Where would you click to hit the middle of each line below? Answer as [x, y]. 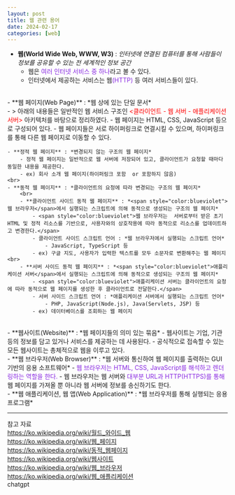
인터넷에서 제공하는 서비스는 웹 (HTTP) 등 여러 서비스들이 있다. [113, 80]
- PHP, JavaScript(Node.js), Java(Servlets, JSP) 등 [122, 304]
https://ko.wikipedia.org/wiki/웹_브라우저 [65, 468]
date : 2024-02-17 [33, 27]
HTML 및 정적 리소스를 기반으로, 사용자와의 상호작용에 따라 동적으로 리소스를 [104, 224]
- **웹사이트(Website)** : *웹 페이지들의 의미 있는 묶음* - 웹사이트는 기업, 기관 [115, 333]
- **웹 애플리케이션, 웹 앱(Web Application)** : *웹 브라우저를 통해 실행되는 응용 [117, 394]
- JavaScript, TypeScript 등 [86, 246]
